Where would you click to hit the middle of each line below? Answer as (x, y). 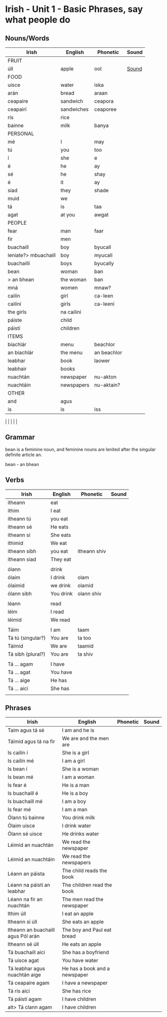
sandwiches (75, 109)
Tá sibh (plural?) (27, 654)
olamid (85, 585)
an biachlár (21, 353)
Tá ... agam (20, 664)
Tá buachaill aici (27, 953)
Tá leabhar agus (27, 969)
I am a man (75, 809)
